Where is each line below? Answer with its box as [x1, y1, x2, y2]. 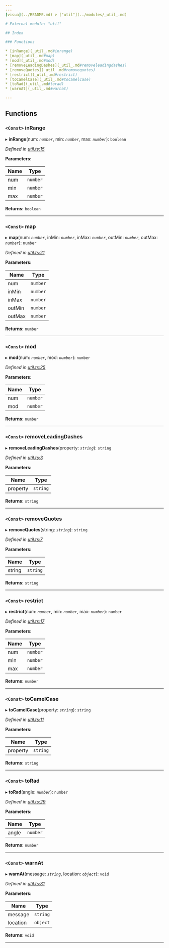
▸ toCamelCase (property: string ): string [5, 707, 91, 713]
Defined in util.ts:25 [5, 365, 46, 371]
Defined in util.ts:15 [5, 146, 45, 152]
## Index [5, 30, 24, 35]
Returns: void [5, 932, 34, 938]
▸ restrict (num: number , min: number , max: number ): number [5, 609, 122, 615]
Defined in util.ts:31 [5, 881, 45, 887]
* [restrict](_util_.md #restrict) [5, 72, 78, 77]
